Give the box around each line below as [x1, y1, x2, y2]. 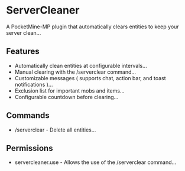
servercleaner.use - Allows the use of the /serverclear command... [14, 159, 177, 166]
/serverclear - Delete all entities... [14, 126, 96, 133]
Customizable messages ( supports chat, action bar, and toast [14, 74, 166, 81]
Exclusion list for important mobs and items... [14, 87, 125, 94]
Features [6, 47, 40, 57]
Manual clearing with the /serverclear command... [14, 68, 137, 75]
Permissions [6, 143, 53, 153]
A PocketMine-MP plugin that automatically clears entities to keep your [6, 23, 179, 30]
